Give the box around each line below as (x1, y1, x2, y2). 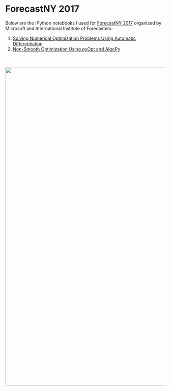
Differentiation (12, 40, 43, 46)
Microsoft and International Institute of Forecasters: (5, 25, 113, 31)
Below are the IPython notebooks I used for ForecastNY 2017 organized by (5, 20, 162, 26)
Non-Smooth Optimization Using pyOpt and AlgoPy (12, 46, 121, 52)
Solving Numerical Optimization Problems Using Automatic (12, 35, 136, 41)
